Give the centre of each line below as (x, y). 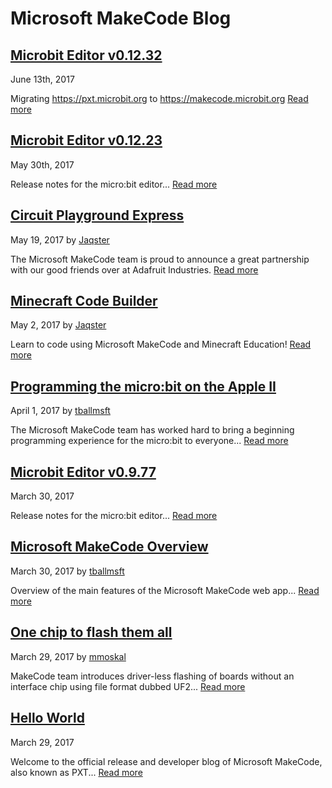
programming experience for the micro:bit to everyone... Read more (149, 441)
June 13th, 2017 (42, 79)
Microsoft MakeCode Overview (109, 547)
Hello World (47, 718)
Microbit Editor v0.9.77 (83, 472)
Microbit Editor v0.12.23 (86, 140)
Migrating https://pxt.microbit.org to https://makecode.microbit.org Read (159, 98)
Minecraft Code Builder (84, 301)
